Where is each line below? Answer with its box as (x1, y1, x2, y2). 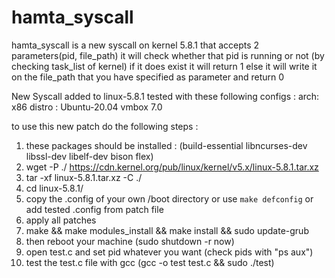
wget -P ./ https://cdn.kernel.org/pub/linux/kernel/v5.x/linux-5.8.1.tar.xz (25, 161, 319, 173)
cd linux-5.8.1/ (25, 182, 84, 194)
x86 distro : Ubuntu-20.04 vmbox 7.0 (11, 101, 163, 113)
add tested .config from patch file (25, 203, 164, 215)
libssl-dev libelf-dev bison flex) (25, 150, 154, 162)
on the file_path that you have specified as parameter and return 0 (11, 71, 285, 83)
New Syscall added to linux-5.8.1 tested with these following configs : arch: (11, 90, 320, 102)
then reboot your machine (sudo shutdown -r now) (25, 235, 235, 247)
